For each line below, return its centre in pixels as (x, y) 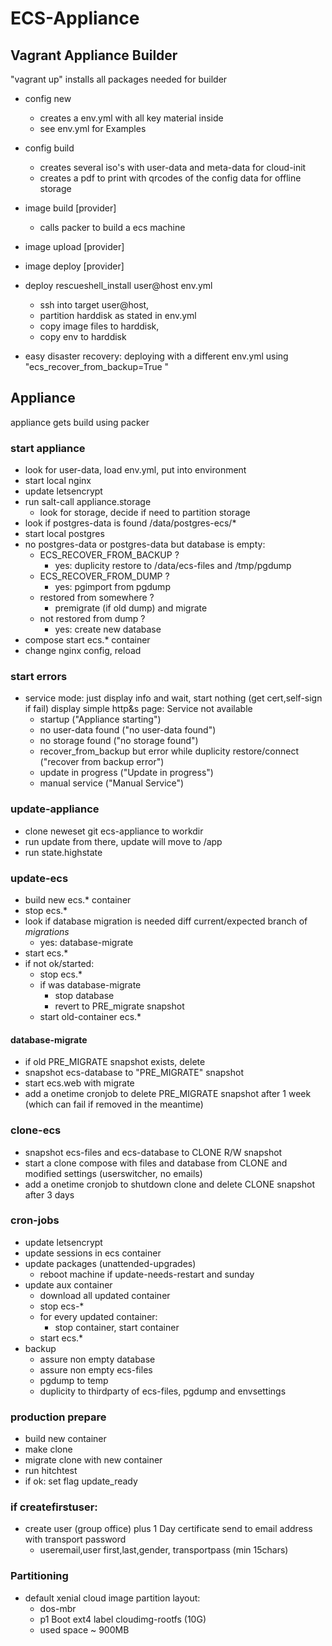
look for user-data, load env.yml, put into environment (135, 470)
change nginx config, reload (83, 651)
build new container (65, 1439)
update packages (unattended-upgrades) (110, 1263)
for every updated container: (98, 1316)
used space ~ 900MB (84, 1629)
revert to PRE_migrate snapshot (119, 1006)
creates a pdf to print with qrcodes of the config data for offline (170, 178)
